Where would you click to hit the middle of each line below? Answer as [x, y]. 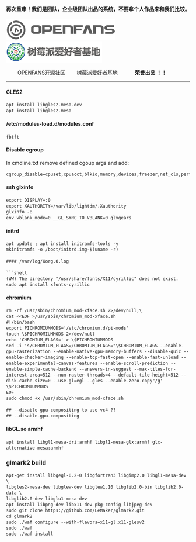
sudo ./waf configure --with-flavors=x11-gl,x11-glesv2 [75, 522]
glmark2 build [26, 462]
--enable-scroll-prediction [134, 363]
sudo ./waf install [30, 534]
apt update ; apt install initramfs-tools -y [62, 244]
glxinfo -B [19, 212]
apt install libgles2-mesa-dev [44, 105]
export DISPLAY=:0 [28, 201]
